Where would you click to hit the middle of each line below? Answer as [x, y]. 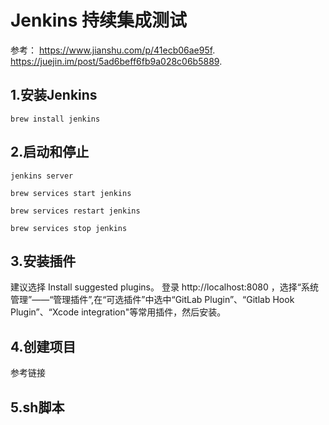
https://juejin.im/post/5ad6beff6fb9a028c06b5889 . [116, 61]
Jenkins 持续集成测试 [99, 20]
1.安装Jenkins [54, 95]
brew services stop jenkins [69, 228]
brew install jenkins [55, 119]
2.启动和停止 [50, 152]
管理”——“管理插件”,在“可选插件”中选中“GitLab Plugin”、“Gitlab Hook [152, 300]
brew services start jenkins [71, 193]
